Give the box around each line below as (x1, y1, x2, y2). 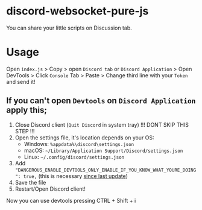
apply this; (6, 105, 47, 115)
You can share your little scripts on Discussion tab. (6, 24, 132, 31)
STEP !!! (14, 127, 35, 135)
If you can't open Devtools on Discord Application (6, 95, 196, 106)
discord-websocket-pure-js (6, 4, 149, 18)
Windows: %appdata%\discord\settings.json (24, 140, 134, 147)
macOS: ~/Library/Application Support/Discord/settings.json (24, 147, 183, 154)
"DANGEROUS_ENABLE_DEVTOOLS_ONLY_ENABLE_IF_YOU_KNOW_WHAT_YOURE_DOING (14, 167, 197, 173)
